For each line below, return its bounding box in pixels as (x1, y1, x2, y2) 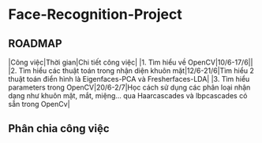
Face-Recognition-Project (8, 5, 183, 24)
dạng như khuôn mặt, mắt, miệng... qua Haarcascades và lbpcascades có (8, 91, 248, 100)
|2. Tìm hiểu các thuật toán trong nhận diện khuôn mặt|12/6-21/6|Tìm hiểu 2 (8, 66, 255, 75)
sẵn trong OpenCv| (8, 100, 70, 108)
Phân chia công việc (8, 122, 110, 135)
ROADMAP (8, 37, 62, 50)
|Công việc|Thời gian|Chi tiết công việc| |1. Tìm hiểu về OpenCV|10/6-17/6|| (8, 57, 253, 67)
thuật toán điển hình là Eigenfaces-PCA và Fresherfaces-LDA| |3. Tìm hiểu (8, 75, 250, 83)
